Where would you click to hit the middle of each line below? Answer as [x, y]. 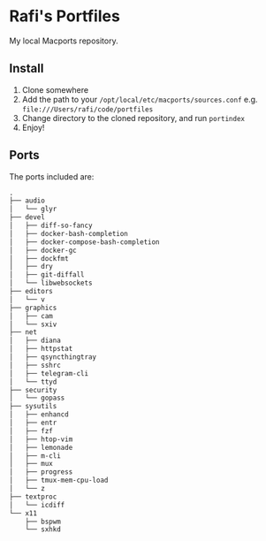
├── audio [27, 201]
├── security [33, 390]
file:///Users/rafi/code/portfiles [87, 109]
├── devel [27, 217]
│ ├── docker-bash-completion [68, 233]
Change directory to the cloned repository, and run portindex [133, 118]
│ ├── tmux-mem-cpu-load [59, 480]
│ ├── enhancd [39, 415]
